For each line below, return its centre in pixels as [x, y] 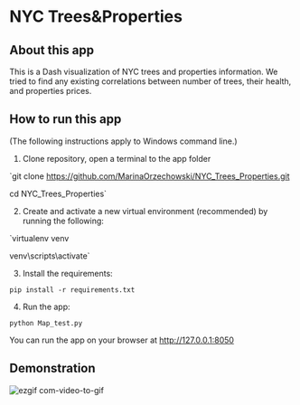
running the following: [63, 221]
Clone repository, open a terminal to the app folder [117, 158]
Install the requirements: [67, 273]
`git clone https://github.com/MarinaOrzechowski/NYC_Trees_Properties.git [150, 176]
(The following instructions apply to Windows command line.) [123, 141]
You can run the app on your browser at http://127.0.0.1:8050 [122, 340]
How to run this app [66, 119]
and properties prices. [51, 91]
